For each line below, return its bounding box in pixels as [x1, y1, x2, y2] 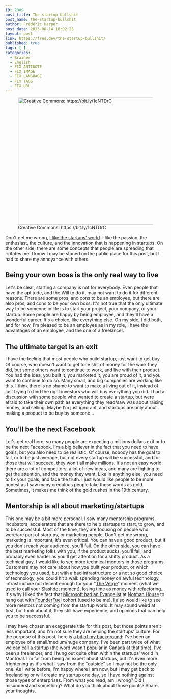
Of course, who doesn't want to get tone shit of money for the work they [5, 361, 157, 368]
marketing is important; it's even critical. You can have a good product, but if [5, 537, 166, 543]
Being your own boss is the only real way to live [5, 271, 159, 279]
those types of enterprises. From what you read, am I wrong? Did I [5, 677, 144, 683]
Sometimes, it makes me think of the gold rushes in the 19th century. [5, 487, 149, 494]
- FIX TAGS [10, 79, 33, 84]
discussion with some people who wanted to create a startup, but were [5, 394, 154, 400]
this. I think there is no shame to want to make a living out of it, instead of [5, 383, 159, 389]
